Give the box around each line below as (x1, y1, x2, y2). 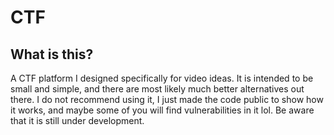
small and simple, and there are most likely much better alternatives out (10, 83, 305, 95)
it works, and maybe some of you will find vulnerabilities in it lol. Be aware (10, 104, 315, 116)
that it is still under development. (10, 115, 145, 126)
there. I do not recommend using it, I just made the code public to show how (10, 94, 324, 105)
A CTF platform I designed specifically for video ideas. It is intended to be (10, 72, 314, 84)
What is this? (10, 46, 94, 63)
